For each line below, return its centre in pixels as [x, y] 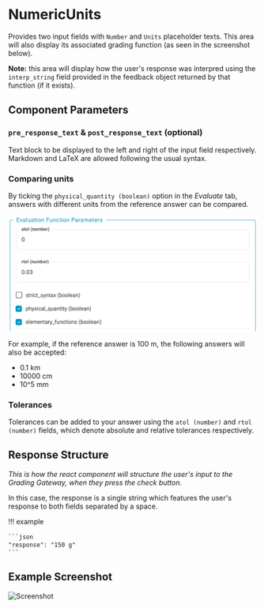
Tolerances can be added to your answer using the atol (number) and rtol [130, 422]
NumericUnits [55, 15]
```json [21, 537]
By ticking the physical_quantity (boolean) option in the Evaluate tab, [123, 196]
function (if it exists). [42, 85]
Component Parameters [68, 110]
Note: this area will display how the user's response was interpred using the [132, 68]
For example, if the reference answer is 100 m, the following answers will [126, 343]
